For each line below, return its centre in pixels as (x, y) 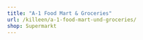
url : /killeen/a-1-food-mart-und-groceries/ (72, 20)
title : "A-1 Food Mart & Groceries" (59, 13)
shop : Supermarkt (32, 26)
